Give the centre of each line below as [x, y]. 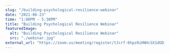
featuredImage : [21, 29]
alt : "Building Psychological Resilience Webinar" [64, 33]
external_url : [20, 43]
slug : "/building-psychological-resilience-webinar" [62, 10]
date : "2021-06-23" [26, 15]
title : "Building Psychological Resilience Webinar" [62, 24]
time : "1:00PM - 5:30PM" [31, 19]
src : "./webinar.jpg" [33, 38]
